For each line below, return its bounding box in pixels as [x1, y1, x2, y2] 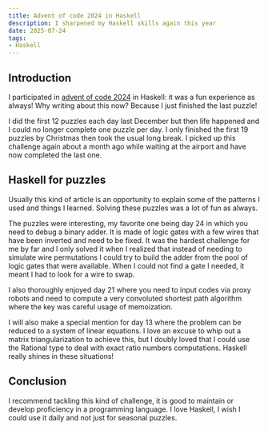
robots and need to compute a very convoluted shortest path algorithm [8, 293, 242, 303]
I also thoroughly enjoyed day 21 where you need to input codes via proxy [8, 285, 252, 294]
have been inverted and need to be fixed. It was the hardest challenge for [8, 235, 250, 245]
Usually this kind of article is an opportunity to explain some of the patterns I [8, 194, 260, 204]
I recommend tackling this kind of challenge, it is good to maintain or [8, 396, 234, 405]
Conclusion [8, 375, 67, 388]
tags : [8, 34, 26, 42]
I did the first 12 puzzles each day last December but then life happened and [8, 116, 260, 125]
